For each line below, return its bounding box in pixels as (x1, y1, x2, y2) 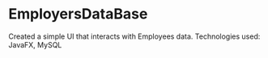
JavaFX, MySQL (8, 39, 62, 49)
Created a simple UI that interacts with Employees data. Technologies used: (8, 31, 261, 41)
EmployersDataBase (8, 5, 148, 23)
